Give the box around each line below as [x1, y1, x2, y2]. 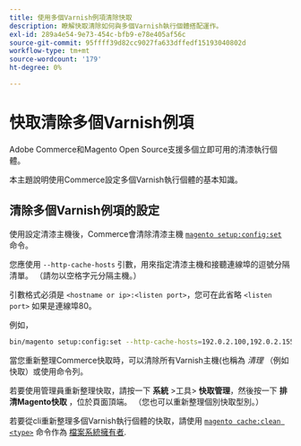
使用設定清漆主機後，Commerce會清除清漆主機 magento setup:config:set [9, 228, 282, 239]
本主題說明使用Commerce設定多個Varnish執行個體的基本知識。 [9, 174, 244, 185]
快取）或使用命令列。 [9, 365, 88, 377]
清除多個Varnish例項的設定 [9, 203, 159, 218]
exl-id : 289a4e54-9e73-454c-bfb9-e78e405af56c [9, 30, 186, 39]
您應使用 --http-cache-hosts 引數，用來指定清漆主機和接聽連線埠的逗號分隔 [9, 258, 290, 269]
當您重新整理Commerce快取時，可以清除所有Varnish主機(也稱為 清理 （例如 [9, 354, 289, 365]
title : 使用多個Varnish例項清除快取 [9, 13, 133, 22]
